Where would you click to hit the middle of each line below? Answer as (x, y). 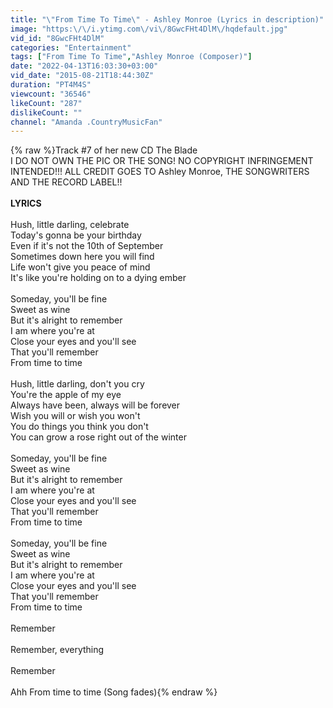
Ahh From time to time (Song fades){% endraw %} (114, 692)
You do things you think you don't (79, 427)
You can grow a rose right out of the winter (98, 437)
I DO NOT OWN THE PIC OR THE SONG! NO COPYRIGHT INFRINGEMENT (162, 161)
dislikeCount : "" (46, 112)
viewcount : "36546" (51, 94)
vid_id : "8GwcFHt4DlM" (57, 38)
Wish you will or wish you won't (75, 416)
